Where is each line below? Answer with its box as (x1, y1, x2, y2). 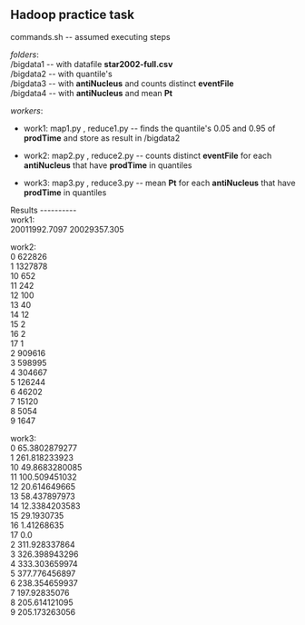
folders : (10, 49, 39, 60)
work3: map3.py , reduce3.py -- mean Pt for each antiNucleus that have (23, 177, 296, 188)
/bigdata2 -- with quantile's (10, 68, 113, 79)
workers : (10, 104, 44, 116)
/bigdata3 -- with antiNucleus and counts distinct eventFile (10, 77, 234, 89)
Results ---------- (10, 204, 77, 215)
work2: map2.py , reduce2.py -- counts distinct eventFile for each (23, 150, 272, 161)
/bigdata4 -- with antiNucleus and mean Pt (10, 87, 173, 98)
